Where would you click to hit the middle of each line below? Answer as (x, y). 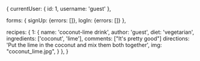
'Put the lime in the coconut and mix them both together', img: (84, 45)
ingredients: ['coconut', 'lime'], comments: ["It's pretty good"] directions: (98, 38)
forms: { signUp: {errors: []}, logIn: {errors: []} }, (66, 20)
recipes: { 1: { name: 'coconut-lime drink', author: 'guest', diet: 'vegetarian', (100, 32)
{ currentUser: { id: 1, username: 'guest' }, (59, 9)
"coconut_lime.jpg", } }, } (38, 51)
